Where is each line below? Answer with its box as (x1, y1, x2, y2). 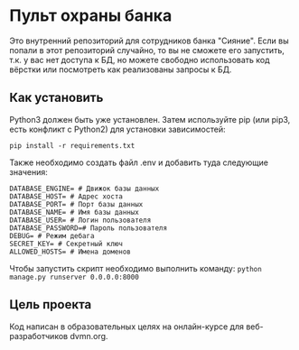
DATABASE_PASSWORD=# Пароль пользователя (9, 223, 168, 233)
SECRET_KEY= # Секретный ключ (9, 239, 124, 248)
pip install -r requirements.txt (9, 141, 135, 150)
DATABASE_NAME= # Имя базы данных (9, 207, 140, 216)
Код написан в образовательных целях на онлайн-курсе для (9, 321, 244, 332)
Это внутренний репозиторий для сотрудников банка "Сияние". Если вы (9, 35, 289, 46)
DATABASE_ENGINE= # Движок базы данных (9, 184, 160, 193)
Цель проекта (9, 297, 92, 312)
